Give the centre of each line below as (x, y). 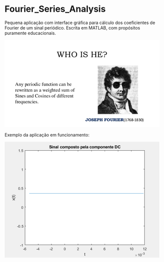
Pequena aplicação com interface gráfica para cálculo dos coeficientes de (80, 23)
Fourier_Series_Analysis (55, 9)
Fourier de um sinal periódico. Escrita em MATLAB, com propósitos (72, 27)
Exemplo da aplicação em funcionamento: (47, 135)
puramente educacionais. (30, 33)
